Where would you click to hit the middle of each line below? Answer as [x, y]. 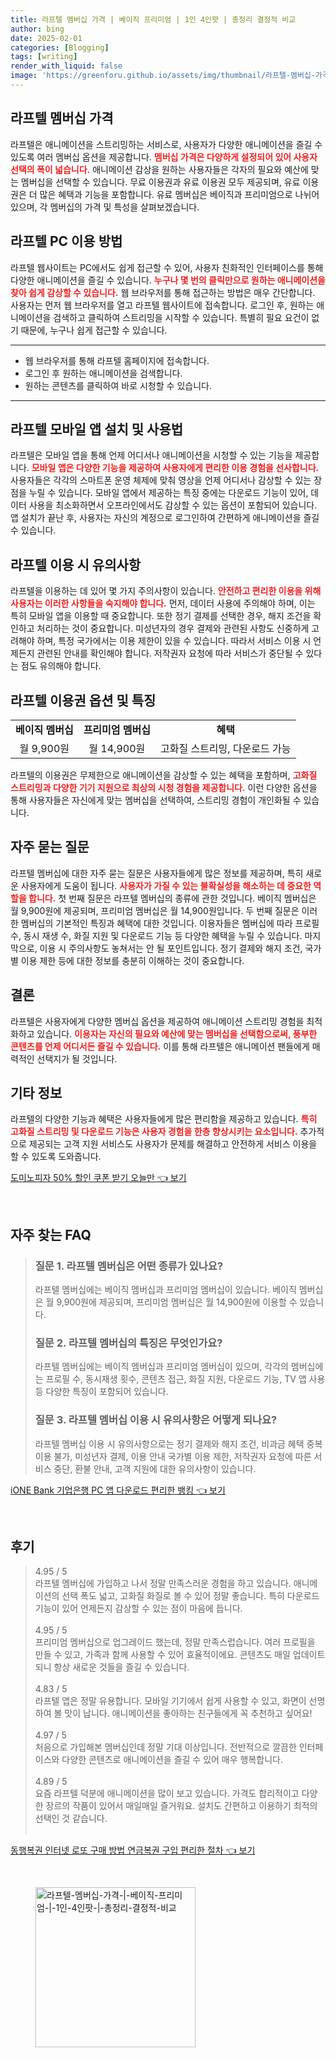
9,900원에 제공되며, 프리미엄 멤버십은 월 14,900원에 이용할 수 [177, 1302]
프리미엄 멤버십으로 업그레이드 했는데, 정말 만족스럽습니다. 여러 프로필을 [175, 1642]
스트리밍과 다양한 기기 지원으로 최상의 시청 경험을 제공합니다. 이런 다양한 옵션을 [164, 787]
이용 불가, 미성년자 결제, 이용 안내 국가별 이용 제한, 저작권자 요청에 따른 [173, 1456]
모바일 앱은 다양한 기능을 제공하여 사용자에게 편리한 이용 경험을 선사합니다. [175, 468]
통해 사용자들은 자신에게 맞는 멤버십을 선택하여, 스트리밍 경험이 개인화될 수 [156, 800]
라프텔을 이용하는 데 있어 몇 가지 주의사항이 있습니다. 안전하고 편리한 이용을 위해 [166, 591]
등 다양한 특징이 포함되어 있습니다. [101, 1392]
